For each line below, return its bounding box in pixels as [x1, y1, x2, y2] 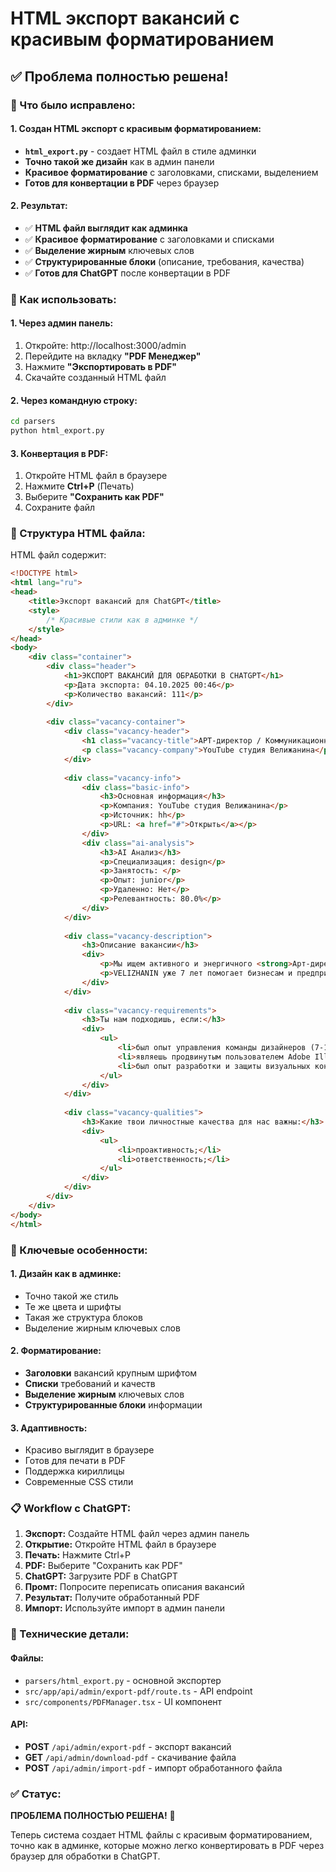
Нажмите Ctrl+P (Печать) [24, 480, 135, 492]
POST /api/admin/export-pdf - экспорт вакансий [24, 1740, 232, 1752]
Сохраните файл [24, 502, 96, 514]
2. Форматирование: [10, 1345, 102, 1357]
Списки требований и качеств [24, 1377, 156, 1389]
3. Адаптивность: [10, 1422, 88, 1434]
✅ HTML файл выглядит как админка [24, 222, 188, 234]
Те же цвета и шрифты [24, 1300, 122, 1312]
